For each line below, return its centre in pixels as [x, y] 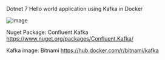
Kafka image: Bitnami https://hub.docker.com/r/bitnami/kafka [82, 50]
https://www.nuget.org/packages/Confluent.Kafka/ [70, 38]
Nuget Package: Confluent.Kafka [47, 32]
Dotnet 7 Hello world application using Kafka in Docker [75, 9]
